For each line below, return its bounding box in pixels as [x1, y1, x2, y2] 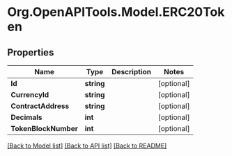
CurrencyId [10, 90, 49, 99]
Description [111, 67, 152, 76]
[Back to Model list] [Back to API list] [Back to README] [7, 141, 167, 150]
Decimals [10, 112, 43, 122]
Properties [7, 46, 54, 58]
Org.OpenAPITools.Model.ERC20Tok [7, 4, 225, 20]
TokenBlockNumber [10, 124, 78, 133]
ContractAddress [10, 101, 70, 111]
